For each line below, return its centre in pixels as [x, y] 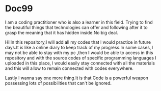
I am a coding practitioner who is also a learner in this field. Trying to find [79, 22]
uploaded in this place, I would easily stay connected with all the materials [80, 63]
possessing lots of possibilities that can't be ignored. [58, 83]
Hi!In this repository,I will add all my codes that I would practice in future [78, 42]
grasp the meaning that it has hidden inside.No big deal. [62, 32]
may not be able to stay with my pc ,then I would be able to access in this [79, 53]
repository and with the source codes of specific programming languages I [81, 58]
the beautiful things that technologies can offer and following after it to [77, 27]
